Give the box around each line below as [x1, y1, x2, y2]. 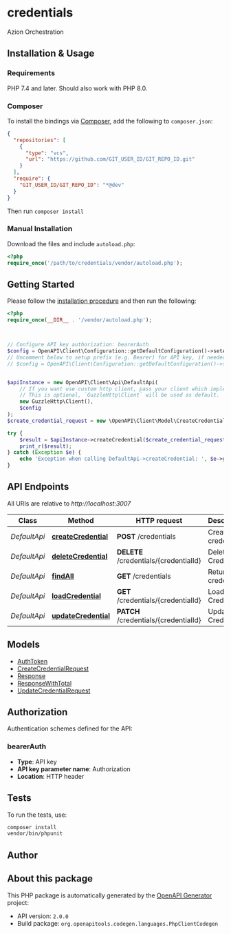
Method [67, 515, 94, 525]
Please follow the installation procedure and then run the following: [7, 297, 197, 305]
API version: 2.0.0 [16, 912, 69, 920]
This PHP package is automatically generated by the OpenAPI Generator [7, 891, 212, 900]
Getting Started [7, 278, 75, 290]
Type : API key [16, 757, 57, 766]
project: [7, 898, 30, 906]
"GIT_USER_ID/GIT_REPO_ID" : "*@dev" [19, 181, 125, 188]
